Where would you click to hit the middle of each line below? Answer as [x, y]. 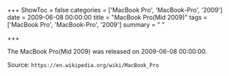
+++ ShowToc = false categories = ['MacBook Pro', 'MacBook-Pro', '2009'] [115, 10]
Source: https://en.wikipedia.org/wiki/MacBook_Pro [83, 65]
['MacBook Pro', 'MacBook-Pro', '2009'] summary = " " [86, 25]
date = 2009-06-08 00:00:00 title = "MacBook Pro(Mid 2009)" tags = [107, 17]
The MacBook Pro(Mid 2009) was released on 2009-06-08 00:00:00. [107, 51]
